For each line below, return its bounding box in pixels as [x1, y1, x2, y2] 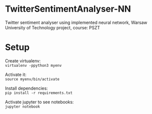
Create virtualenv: [5, 57, 41, 64]
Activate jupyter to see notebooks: [5, 99, 74, 105]
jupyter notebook [5, 104, 40, 109]
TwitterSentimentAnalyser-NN [5, 3, 131, 15]
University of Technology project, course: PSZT [5, 24, 101, 30]
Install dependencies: [5, 85, 48, 91]
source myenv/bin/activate [5, 76, 60, 81]
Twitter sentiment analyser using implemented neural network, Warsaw [5, 19, 147, 25]
